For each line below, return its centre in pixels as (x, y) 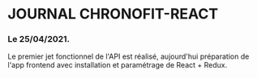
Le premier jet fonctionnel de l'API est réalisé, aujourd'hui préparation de (128, 56)
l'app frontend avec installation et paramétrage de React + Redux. (118, 65)
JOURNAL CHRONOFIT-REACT (113, 14)
